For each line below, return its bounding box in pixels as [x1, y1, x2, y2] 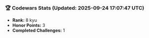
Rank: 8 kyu [12, 17, 37, 23]
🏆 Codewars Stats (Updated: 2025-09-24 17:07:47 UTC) [5, 4, 145, 11]
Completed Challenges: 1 [12, 27, 65, 33]
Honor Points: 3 [12, 23, 45, 28]
